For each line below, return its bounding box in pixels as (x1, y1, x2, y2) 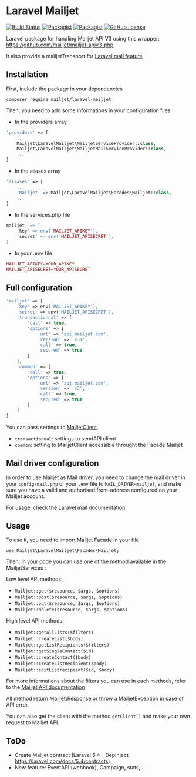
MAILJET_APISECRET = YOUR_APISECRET (6, 266, 91, 273)
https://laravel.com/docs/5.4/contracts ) (14, 758, 110, 765)
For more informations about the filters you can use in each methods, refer (6, 677, 187, 685)
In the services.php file (14, 211, 70, 218)
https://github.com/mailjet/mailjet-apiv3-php (6, 41, 114, 48)
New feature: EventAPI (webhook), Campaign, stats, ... (14, 764, 147, 771)
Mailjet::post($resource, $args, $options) (14, 594, 123, 600)
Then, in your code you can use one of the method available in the (6, 558, 167, 565)
